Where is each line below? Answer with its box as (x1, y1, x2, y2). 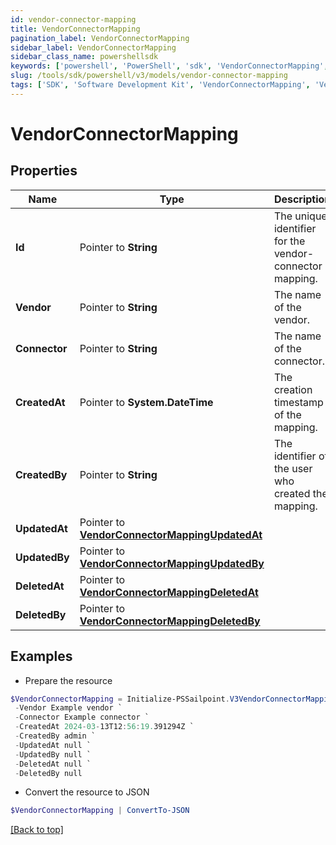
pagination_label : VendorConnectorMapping (10, 33, 190, 43)
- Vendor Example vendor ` (14, 703, 123, 713)
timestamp (273, 395, 324, 409)
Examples (10, 648, 73, 665)
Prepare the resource (24, 674, 113, 686)
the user (273, 461, 313, 475)
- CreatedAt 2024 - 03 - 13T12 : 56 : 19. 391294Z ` (14, 722, 195, 732)
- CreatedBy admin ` (14, 731, 97, 741)
